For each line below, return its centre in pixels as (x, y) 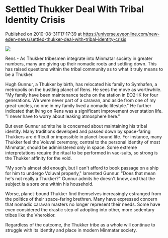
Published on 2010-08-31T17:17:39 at (44, 34)
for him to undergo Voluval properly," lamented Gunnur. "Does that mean (80, 173)
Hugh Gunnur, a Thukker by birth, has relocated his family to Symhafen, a (81, 84)
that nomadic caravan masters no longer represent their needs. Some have (83, 204)
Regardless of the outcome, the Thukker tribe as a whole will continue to (80, 224)
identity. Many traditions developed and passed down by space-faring (78, 131)
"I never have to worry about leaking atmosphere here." (63, 116)
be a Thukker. (19, 74)
